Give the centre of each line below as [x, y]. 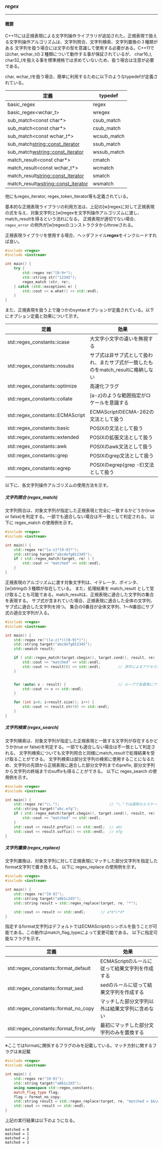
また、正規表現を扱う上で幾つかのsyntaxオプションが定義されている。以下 [80, 310]
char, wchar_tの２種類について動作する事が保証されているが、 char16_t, [81, 54]
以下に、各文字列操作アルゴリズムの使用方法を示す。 [58, 485]
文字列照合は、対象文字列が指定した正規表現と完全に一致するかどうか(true [80, 510]
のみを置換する [127, 1032]
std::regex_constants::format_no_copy [51, 1009]
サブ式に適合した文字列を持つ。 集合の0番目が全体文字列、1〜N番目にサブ [80, 606]
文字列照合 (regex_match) [32, 497]
